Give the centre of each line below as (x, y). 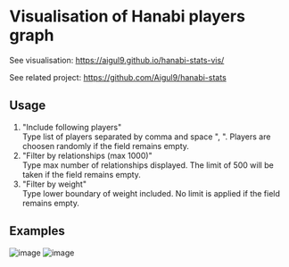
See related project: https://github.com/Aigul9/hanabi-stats (118, 77)
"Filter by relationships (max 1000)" (87, 155)
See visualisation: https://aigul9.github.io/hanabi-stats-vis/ (117, 60)
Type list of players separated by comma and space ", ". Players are (146, 137)
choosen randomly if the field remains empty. (106, 146)
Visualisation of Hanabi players (127, 17)
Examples (37, 231)
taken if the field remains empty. (81, 174)
